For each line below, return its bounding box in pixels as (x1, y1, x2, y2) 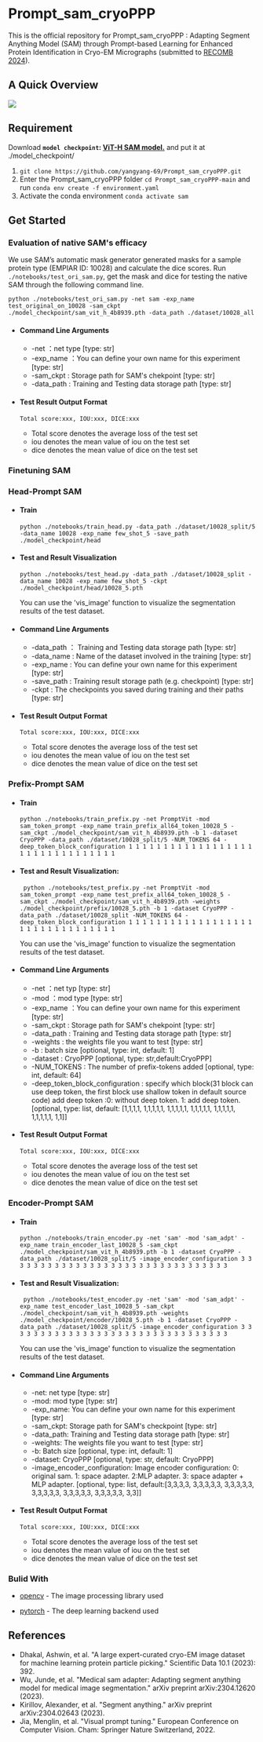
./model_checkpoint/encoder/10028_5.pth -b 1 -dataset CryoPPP (19, 1317, 232, 1324)
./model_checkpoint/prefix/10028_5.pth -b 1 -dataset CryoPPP (19, 904, 228, 912)
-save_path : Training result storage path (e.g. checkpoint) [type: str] (31, 677, 254, 686)
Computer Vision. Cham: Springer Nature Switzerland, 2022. (19, 1725, 216, 1734)
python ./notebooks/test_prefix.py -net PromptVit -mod (23, 884, 210, 892)
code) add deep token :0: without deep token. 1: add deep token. (31, 1095, 241, 1105)
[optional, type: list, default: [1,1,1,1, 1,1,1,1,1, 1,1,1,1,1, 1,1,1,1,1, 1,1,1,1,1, (31, 1104, 236, 1113)
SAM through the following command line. (8, 280, 144, 290)
